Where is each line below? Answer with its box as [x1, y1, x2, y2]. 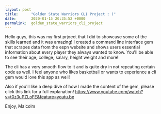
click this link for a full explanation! [5, 89, 74, 95]
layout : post [5, 7, 32, 12]
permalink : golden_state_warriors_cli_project [5, 20, 103, 26]
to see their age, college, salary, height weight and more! [5, 54, 119, 61]
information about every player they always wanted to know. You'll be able [5, 49, 154, 55]
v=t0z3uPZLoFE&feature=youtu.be [5, 94, 74, 100]
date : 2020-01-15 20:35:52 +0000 [5, 16, 86, 21]
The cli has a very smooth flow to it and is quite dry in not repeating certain [5, 64, 155, 70]
